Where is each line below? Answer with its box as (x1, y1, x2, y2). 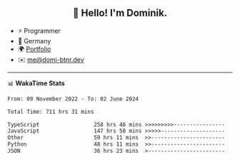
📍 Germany (17, 36, 51, 45)
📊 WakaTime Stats (7, 79, 66, 87)
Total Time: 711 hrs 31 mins (7, 108, 94, 115)
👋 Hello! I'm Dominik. (72, 7, 168, 19)
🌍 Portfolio (17, 44, 51, 53)
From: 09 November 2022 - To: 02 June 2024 (7, 95, 139, 102)
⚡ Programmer (17, 26, 61, 35)
